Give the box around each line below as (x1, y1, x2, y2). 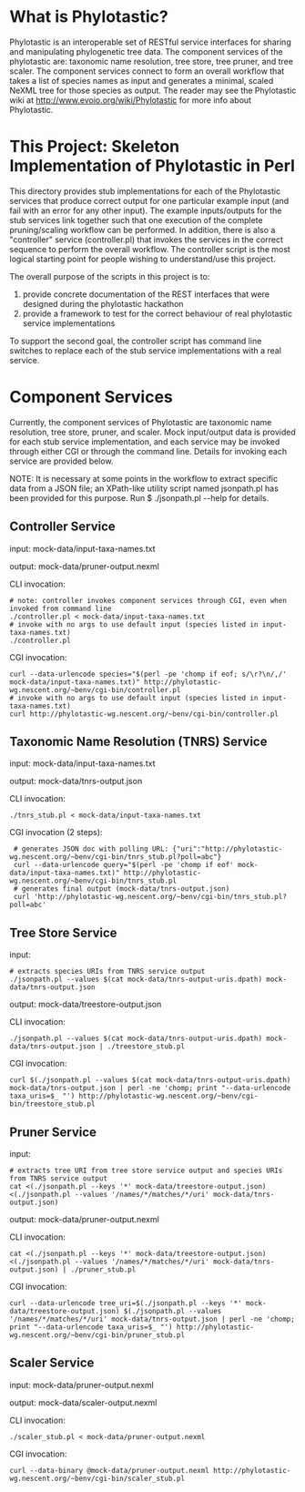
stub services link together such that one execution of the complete (9, 214, 263, 225)
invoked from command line (9, 604, 112, 613)
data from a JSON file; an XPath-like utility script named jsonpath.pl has (9, 483, 280, 494)
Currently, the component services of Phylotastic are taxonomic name (9, 416, 272, 427)
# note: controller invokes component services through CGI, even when (9, 596, 287, 605)
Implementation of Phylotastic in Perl (9, 156, 296, 177)
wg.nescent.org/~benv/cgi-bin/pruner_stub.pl (9, 1331, 185, 1340)
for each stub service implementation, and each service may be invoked (9, 435, 280, 447)
